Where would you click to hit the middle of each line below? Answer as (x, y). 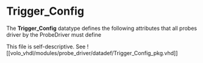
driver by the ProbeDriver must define (54, 34)
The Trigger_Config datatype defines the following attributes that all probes (101, 28)
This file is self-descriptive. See (46, 46)
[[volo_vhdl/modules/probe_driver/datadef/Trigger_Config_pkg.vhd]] (92, 53)
